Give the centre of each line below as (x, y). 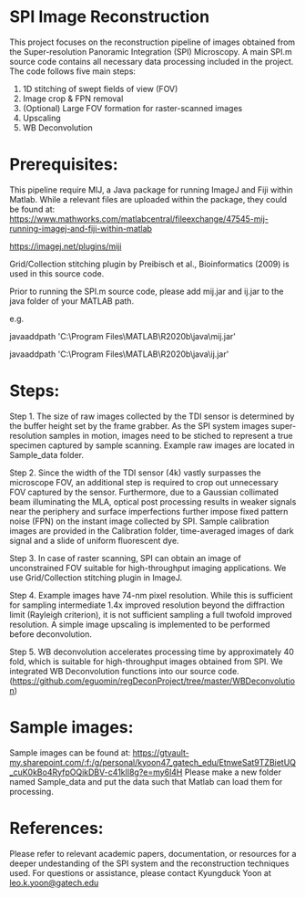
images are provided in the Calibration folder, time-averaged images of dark (152, 530)
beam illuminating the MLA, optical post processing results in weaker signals (153, 501)
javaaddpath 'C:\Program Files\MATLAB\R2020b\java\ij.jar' (119, 354)
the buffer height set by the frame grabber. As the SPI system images (139, 425)
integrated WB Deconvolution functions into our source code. (124, 671)
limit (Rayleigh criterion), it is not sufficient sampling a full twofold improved (151, 614)
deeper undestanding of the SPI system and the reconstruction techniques (149, 863)
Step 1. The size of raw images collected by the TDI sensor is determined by (152, 416)
